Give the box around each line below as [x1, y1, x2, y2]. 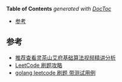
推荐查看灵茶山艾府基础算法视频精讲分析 [14, 54, 116, 61]
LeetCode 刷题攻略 [14, 61, 62, 69]
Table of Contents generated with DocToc [6, 5, 112, 12]
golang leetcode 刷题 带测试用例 [14, 69, 95, 76]
